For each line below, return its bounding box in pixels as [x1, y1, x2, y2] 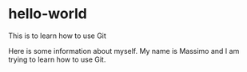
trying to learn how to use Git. [8, 55, 106, 64]
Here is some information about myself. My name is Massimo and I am [8, 46, 240, 55]
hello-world [8, 5, 88, 23]
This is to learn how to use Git [8, 31, 106, 40]
